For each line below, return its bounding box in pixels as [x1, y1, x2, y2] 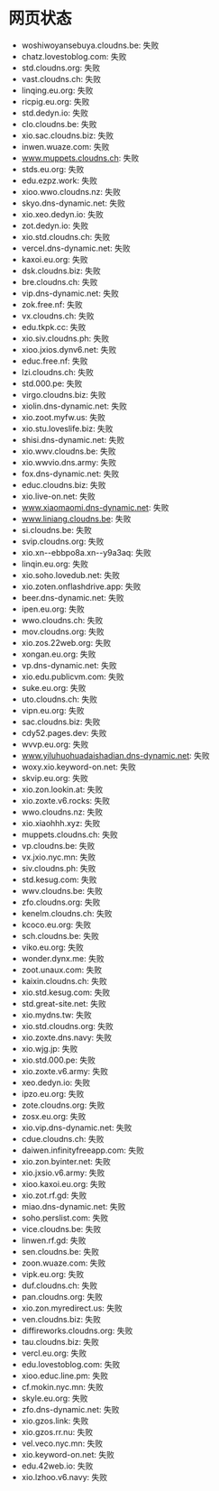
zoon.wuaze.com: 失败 [21, 1257, 106, 1268]
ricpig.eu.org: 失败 [21, 96, 90, 106]
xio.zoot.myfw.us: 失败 [21, 411, 105, 422]
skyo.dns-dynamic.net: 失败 [21, 198, 125, 208]
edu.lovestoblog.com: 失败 [21, 1358, 121, 1369]
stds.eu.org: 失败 [21, 163, 85, 174]
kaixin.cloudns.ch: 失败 [21, 975, 107, 986]
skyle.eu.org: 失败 [21, 1393, 88, 1404]
